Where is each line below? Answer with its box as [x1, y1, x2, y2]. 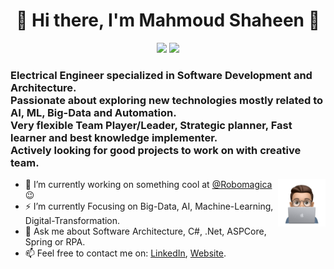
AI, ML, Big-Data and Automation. [10, 105, 177, 119]
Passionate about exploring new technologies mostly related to [10, 93, 324, 107]
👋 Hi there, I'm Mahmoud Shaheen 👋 [15, 9, 321, 32]
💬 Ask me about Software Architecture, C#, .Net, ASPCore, [24, 225, 267, 238]
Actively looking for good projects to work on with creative [10, 143, 302, 157]
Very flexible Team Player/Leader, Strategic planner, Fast [10, 118, 293, 132]
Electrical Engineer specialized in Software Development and [10, 68, 313, 82]
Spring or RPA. [24, 236, 86, 248]
